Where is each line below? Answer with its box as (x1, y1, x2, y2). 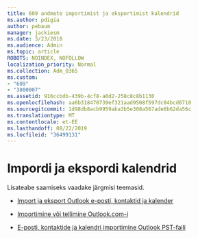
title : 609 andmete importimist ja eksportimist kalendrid (7, 10, 180, 17)
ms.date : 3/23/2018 (7, 36, 63, 43)
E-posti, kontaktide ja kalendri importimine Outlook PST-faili (16, 224, 186, 232)
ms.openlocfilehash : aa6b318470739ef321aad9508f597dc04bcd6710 (7, 99, 192, 106)
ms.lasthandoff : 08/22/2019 (7, 125, 88, 132)
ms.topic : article (7, 49, 60, 56)
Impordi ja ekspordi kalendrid (7, 160, 177, 176)
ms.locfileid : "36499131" (7, 131, 81, 138)
